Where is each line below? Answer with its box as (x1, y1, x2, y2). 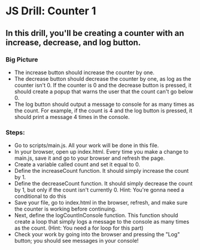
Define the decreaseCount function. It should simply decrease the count (14, 180, 193, 187)
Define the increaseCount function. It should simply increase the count (14, 167, 189, 175)
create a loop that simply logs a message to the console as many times (14, 218, 190, 225)
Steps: (5, 128, 25, 136)
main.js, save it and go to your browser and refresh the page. (14, 154, 165, 162)
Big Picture (5, 55, 38, 63)
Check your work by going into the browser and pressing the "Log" (14, 231, 180, 238)
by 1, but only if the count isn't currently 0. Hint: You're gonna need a (14, 187, 184, 194)
